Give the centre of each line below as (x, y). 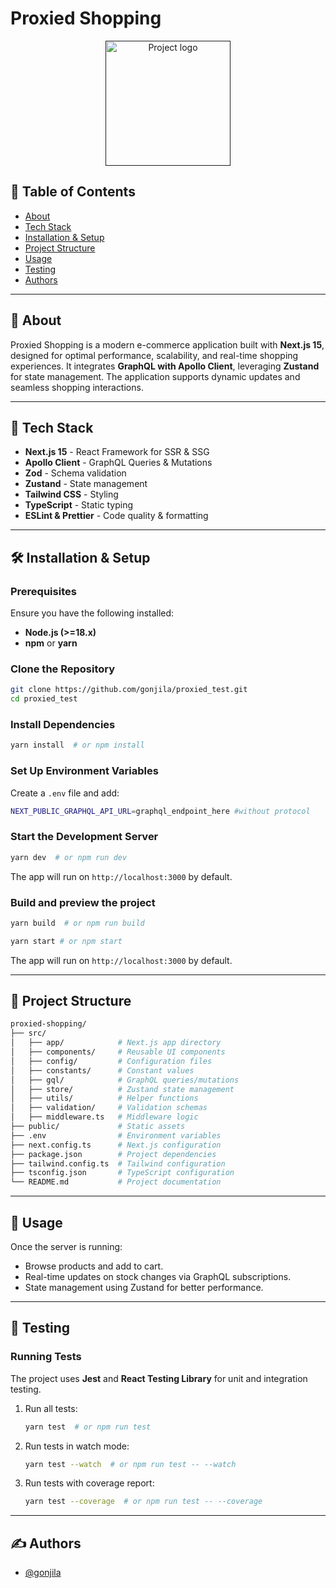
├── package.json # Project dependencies (113, 1154)
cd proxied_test (44, 699)
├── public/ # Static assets (98, 1127)
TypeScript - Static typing (79, 505)
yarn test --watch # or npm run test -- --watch (130, 1464)
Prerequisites (43, 591)
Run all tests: (51, 1408)
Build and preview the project (83, 902)
